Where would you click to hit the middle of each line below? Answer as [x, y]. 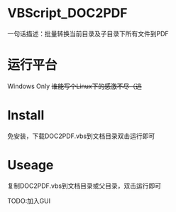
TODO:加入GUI [29, 201]
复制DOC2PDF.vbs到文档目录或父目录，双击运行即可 [84, 186]
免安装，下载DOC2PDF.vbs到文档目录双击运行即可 [81, 136]
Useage [31, 165]
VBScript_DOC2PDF [67, 13]
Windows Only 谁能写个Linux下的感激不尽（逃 [75, 86]
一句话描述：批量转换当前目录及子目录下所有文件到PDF [88, 33]
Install [26, 116]
